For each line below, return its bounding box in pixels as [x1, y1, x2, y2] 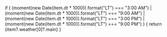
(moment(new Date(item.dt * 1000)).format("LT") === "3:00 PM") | [5, 16, 145, 21]
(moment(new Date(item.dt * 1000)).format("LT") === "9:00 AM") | [5, 10, 145, 16]
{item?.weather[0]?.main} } [5, 26, 62, 32]
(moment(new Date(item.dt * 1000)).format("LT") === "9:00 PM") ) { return [5, 21, 162, 27]
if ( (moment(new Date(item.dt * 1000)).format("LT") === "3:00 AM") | [5, 5, 152, 11]
